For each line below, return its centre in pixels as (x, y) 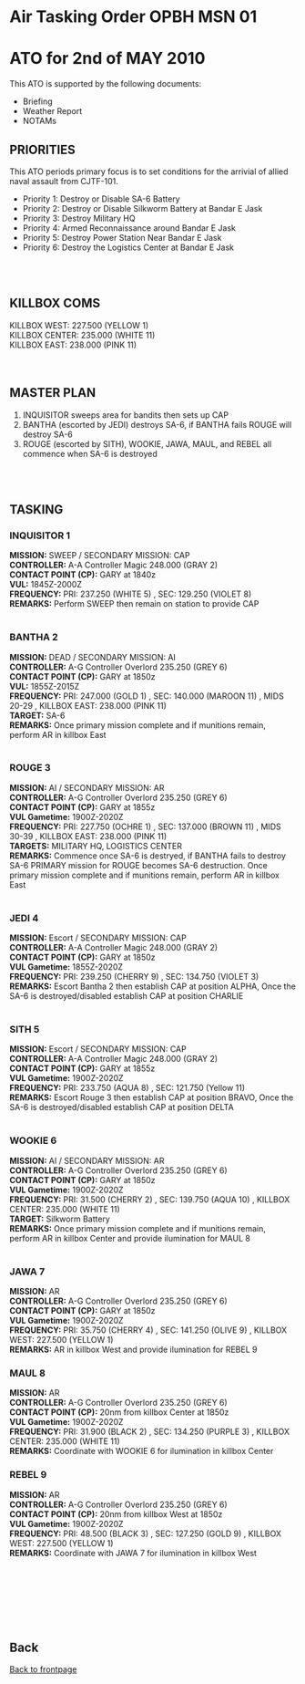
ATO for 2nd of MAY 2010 (107, 59)
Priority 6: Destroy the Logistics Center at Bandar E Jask (128, 247)
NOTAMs (40, 121)
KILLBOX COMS (55, 303)
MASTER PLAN (53, 393)
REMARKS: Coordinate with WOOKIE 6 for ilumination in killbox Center (142, 1451)
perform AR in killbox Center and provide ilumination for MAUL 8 (130, 1238)
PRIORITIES (42, 149)
